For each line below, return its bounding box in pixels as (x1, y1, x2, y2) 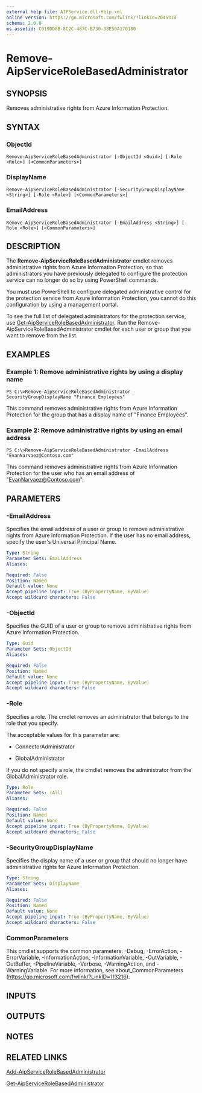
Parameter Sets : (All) (6, 790, 63, 796)
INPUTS (6, 990, 36, 1001)
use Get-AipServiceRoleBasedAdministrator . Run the (6, 319, 137, 327)
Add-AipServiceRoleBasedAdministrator (6, 1068, 106, 1075)
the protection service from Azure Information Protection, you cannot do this (6, 295, 197, 302)
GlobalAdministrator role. (6, 773, 68, 780)
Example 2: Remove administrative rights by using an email (6, 426, 183, 435)
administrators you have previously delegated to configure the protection (6, 270, 188, 278)
